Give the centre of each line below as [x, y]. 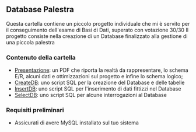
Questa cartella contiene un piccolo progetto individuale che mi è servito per [98, 23]
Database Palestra [40, 10]
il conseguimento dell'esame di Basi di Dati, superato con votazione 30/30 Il [97, 30]
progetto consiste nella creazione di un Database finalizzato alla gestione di [97, 36]
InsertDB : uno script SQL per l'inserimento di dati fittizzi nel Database [98, 89]
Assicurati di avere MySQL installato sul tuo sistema [76, 123]
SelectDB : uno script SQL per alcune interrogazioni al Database [91, 95]
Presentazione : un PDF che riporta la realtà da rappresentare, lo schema [101, 70]
